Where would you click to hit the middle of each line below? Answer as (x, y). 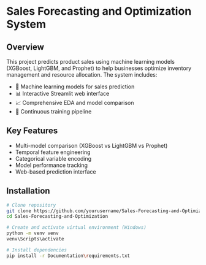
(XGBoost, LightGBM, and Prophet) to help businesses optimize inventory (99, 68)
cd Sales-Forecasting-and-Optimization (57, 217)
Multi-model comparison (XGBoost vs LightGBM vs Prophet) (91, 145)
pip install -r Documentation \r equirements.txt (68, 256)
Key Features (32, 131)
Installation (28, 191)
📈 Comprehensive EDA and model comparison (74, 103)
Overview (25, 47)
